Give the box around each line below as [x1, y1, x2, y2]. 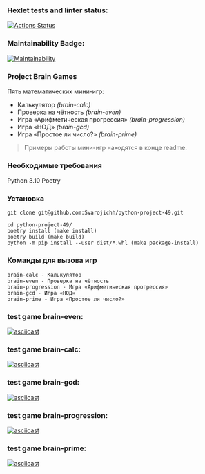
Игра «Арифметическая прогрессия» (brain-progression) [17, 115, 185, 123]
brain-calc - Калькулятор [7, 271, 81, 278]
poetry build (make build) [7, 234, 85, 241]
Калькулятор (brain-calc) [17, 100, 91, 109]
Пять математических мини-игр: [7, 87, 105, 95]
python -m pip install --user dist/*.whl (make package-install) [7, 239, 199, 247]
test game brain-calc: [7, 345, 81, 354]
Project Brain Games [7, 71, 77, 81]
